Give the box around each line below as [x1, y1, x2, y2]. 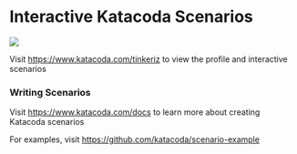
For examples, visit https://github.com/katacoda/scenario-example [9, 134, 260, 145]
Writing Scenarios [9, 86, 91, 98]
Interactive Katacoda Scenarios [9, 6, 253, 27]
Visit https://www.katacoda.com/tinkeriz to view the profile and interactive [9, 53, 289, 65]
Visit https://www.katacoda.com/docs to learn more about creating [9, 107, 261, 118]
